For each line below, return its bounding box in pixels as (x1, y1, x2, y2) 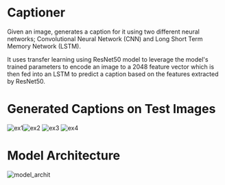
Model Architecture (7, 148, 121, 164)
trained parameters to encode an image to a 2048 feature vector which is (7, 62, 215, 71)
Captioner (7, 5, 66, 21)
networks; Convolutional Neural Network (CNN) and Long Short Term (7, 34, 204, 42)
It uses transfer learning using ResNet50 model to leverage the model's (7, 55, 209, 63)
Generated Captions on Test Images (7, 101, 216, 117)
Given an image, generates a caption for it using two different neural (7, 27, 200, 36)
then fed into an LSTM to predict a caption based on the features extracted (7, 70, 219, 78)
